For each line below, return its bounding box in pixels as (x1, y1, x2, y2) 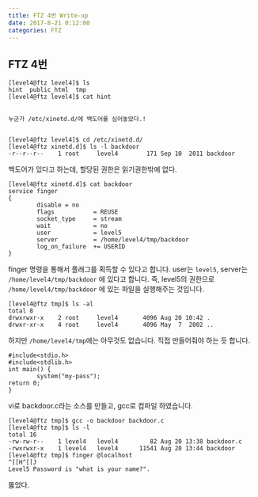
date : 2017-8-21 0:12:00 (8, 19, 90, 27)
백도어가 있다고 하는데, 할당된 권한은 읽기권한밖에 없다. (8, 165, 177, 174)
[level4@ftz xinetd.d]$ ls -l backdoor (8, 143, 140, 151)
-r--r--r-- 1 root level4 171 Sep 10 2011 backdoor (8, 150, 236, 158)
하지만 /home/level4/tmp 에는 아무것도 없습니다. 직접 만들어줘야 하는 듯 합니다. (8, 336, 251, 345)
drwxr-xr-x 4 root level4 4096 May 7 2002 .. (8, 321, 214, 329)
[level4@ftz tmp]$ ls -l (8, 424, 90, 432)
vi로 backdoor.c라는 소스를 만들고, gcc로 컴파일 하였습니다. (8, 401, 194, 411)
